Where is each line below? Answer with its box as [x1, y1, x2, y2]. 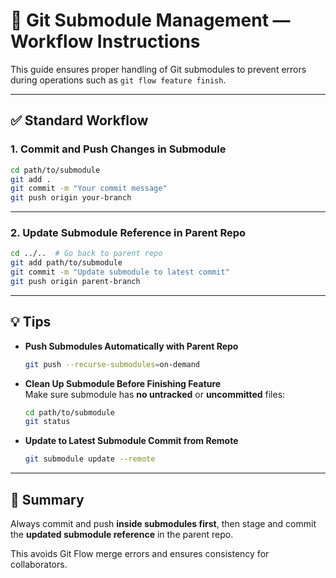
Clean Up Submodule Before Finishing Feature [24, 377, 222, 389]
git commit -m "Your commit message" [10, 184, 168, 194]
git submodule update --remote [24, 454, 156, 464]
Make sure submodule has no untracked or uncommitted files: [24, 388, 286, 400]
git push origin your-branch [10, 193, 132, 203]
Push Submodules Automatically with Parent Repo [24, 340, 239, 352]
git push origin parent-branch [10, 277, 141, 287]
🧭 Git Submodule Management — [10, 9, 291, 32]
